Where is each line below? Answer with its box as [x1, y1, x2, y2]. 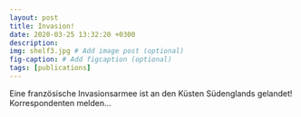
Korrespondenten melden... [9, 97, 112, 108]
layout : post [9, 13, 59, 22]
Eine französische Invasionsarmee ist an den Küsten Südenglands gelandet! [9, 87, 293, 99]
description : [9, 38, 59, 48]
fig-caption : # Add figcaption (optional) [9, 55, 172, 64]
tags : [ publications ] [9, 64, 92, 73]
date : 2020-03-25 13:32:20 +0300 [9, 30, 136, 39]
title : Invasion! [9, 22, 75, 31]
